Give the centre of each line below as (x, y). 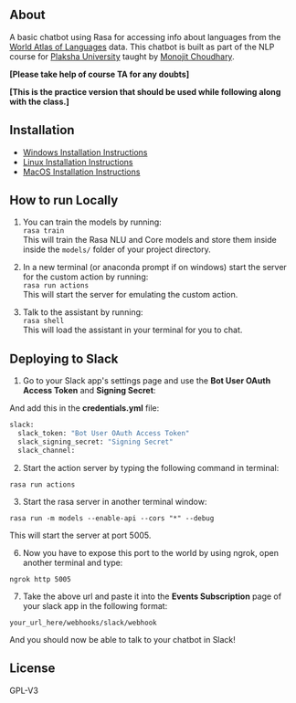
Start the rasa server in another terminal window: (115, 501)
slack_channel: (47, 450)
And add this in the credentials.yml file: (85, 408)
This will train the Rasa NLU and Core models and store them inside (149, 240)
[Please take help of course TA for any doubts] (100, 74)
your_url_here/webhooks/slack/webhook (83, 623)
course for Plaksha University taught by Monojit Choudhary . (122, 56)
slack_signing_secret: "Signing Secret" (95, 442)
